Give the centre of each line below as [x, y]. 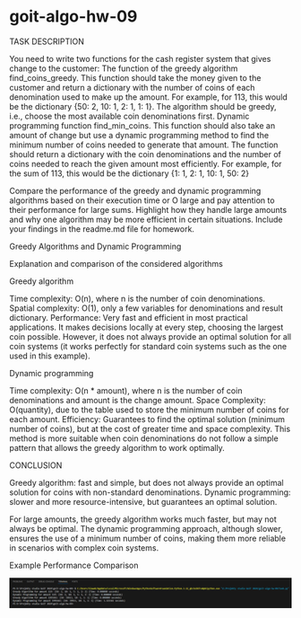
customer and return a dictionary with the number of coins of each [132, 87]
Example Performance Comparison [74, 565]
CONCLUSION [36, 465]
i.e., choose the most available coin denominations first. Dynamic [129, 116]
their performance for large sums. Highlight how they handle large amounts [148, 209]
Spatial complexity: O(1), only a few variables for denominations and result [146, 308]
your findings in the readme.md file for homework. [102, 229]
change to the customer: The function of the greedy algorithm [124, 68]
